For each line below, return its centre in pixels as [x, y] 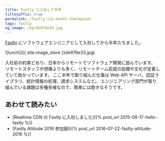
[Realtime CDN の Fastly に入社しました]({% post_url [66, 117]
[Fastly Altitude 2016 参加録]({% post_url [53, 128]
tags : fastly [18, 23]
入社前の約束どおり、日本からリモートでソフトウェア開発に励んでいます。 [80, 63]
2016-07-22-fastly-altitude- [124, 128]
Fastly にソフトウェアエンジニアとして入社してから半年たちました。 [74, 43]
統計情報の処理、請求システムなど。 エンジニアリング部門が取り [91, 81]
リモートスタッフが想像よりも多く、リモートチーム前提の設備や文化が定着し [83, 69]
